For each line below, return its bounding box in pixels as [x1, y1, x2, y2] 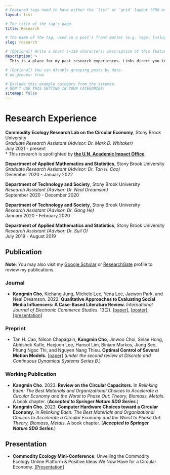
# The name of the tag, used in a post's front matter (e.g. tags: [5, 35, 151, 41]
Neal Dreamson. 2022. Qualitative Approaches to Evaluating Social [12, 296, 155, 302]
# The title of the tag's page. [5, 21, 73, 26]
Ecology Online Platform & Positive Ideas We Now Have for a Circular [12, 459, 157, 465]
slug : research [5, 40, 37, 45]
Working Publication [5, 371, 57, 378]
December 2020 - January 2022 [5, 171, 73, 177]
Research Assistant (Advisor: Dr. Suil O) [5, 227, 89, 233]
